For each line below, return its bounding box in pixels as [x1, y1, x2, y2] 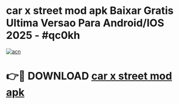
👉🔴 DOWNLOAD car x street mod [6, 70, 173, 83]
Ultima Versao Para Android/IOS [6, 16, 164, 30]
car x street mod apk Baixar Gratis [6, 4, 174, 17]
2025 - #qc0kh [6, 29, 80, 42]
